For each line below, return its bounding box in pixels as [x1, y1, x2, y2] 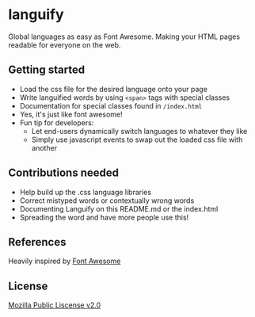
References [8, 235, 67, 249]
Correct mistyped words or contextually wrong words [19, 196, 195, 205]
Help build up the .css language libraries [19, 187, 152, 197]
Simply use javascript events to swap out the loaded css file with [31, 135, 243, 144]
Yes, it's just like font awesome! [19, 109, 123, 119]
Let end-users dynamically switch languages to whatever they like [31, 126, 248, 136]
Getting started [8, 63, 86, 77]
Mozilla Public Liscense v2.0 [8, 300, 101, 310]
